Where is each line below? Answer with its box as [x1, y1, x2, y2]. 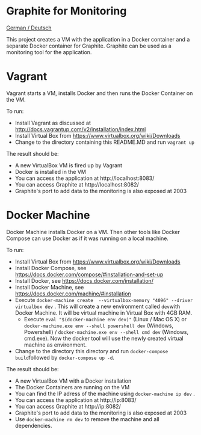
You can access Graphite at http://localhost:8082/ [14, 180, 140, 188]
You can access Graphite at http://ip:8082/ [14, 403, 122, 410]
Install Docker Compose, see [14, 264, 87, 271]
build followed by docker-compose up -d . [14, 354, 114, 361]
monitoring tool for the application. [6, 48, 92, 55]
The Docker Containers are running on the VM [14, 383, 130, 390]
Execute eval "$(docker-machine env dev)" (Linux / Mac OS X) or [23, 315, 187, 322]
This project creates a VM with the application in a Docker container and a [6, 35, 190, 43]
